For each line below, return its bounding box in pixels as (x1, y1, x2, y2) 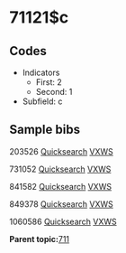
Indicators (22, 67, 60, 78)
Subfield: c (22, 96, 63, 107)
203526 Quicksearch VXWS (9, 145, 114, 156)
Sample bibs (9, 122, 81, 137)
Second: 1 (35, 87, 73, 97)
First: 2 (35, 77, 62, 88)
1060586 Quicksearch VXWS (9, 216, 117, 227)
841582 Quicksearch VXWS (9, 181, 112, 192)
